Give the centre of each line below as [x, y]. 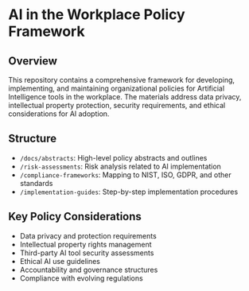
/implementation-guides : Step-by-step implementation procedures [129, 192]
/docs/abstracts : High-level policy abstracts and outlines [113, 157]
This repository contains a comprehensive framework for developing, [122, 80]
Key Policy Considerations [75, 217]
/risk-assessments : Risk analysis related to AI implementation [120, 166]
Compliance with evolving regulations [81, 278]
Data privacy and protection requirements [88, 235]
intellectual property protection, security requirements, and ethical [117, 105]
